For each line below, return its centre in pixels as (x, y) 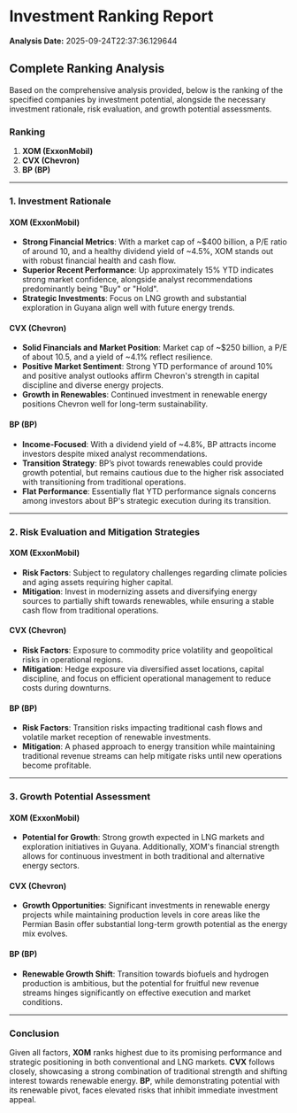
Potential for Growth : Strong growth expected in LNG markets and (143, 838)
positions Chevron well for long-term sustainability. (115, 404)
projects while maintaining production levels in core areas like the (141, 915)
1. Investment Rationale (61, 201)
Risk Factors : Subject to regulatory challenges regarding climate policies (154, 572)
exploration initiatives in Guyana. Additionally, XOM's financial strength (151, 846)
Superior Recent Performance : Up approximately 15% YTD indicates (148, 270)
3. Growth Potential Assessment (80, 797)
